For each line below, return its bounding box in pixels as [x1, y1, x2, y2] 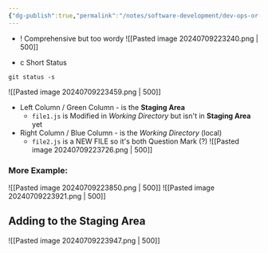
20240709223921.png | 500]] [8, 191, 106, 200]
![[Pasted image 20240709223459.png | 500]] [8, 87, 161, 97]
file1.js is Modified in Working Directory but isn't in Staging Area [31, 111, 251, 121]
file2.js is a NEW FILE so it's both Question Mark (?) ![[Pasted [31, 136, 239, 146]
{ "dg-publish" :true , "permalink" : [8, 11, 120, 20]
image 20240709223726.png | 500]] [31, 144, 153, 154]
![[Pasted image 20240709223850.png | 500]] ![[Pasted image [8, 183, 215, 192]
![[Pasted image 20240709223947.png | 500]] [8, 235, 161, 245]
